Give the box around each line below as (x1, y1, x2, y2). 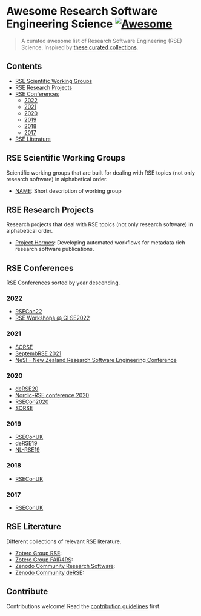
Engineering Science (6, 17, 113, 31)
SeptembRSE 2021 (15, 350, 62, 357)
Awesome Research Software (6, 4, 158, 18)
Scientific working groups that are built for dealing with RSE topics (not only (6, 169, 196, 176)
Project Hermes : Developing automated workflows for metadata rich (15, 239, 186, 246)
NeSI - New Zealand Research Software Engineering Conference (15, 356, 177, 363)
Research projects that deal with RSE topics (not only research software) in (6, 221, 194, 228)
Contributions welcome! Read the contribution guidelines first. (6, 602, 161, 610)
